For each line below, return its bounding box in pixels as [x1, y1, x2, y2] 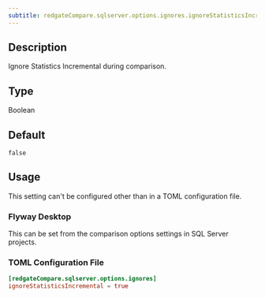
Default [8, 128, 46, 142]
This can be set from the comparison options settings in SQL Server [8, 229, 229, 239]
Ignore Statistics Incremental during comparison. [8, 61, 167, 71]
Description [8, 41, 67, 54]
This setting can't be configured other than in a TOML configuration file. [8, 191, 242, 201]
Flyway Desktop [8, 210, 72, 222]
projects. [8, 237, 37, 247]
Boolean [8, 106, 35, 115]
